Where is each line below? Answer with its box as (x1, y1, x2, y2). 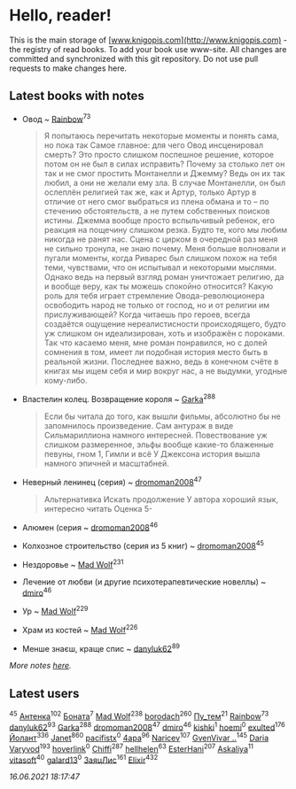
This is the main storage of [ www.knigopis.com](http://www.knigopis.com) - (9, 35, 288, 45)
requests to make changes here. (9, 63, 127, 73)
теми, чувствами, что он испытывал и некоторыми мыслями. (43, 262, 277, 273)
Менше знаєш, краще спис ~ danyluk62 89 (21, 641, 180, 654)
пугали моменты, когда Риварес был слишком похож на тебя (43, 253, 277, 264)
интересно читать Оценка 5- (43, 503, 153, 514)
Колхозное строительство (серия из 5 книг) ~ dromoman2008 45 (21, 539, 264, 552)
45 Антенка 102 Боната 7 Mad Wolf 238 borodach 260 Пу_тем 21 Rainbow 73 (9, 709, 269, 722)
